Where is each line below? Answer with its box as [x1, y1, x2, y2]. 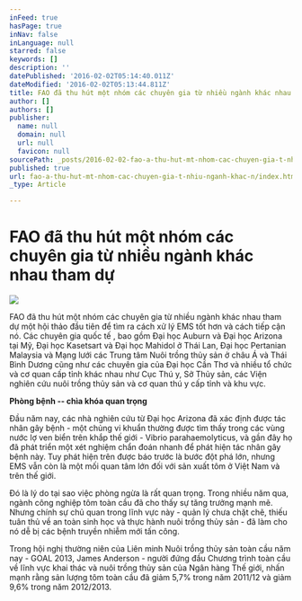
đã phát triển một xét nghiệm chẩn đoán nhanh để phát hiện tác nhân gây [9, 442, 281, 453]
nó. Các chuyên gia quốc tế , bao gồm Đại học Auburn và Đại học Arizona [9, 331, 283, 341]
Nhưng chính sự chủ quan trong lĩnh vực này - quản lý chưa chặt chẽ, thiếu [9, 507, 288, 517]
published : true [9, 164, 70, 172]
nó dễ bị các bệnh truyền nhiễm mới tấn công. [9, 526, 180, 537]
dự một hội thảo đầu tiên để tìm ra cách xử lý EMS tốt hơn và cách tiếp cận [9, 321, 286, 332]
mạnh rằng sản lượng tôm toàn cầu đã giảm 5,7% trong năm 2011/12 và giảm [9, 572, 292, 583]
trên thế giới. [9, 471, 57, 482]
